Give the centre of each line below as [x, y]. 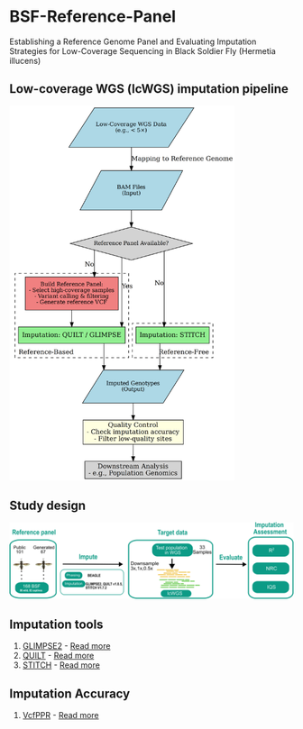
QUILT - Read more [58, 656]
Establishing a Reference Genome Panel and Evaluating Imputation [133, 41]
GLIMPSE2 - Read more [66, 646]
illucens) [25, 60]
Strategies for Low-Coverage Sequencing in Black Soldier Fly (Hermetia [143, 50]
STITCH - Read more [61, 665]
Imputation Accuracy [70, 693]
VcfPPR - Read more [60, 715]
